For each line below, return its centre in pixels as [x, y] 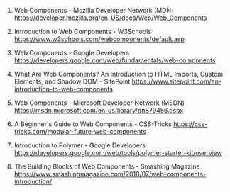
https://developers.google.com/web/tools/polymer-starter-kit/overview [118, 153]
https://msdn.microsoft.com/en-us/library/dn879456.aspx [99, 110]
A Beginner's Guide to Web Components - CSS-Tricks [93, 124]
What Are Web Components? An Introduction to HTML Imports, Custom [119, 74]
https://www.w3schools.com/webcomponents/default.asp [99, 39]
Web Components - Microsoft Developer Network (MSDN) [99, 103]
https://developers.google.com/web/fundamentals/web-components [115, 60]
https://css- [190, 124]
